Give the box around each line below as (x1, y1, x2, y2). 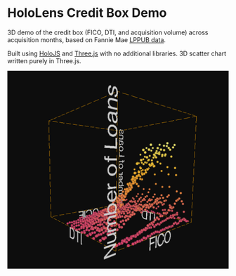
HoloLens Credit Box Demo (7, 5, 167, 21)
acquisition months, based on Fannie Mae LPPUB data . (7, 35, 166, 44)
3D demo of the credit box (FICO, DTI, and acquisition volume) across (7, 28, 209, 37)
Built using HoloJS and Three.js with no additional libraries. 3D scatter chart (7, 49, 227, 58)
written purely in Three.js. (7, 56, 82, 65)
